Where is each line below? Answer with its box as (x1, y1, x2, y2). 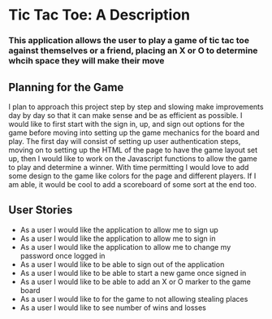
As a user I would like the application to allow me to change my (19, 242, 231, 251)
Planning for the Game (8, 80, 124, 94)
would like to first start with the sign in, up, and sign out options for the (8, 119, 245, 129)
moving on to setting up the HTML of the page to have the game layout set (8, 145, 258, 155)
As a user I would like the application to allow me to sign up (19, 225, 219, 234)
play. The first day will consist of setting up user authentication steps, (8, 136, 241, 146)
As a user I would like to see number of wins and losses (19, 303, 207, 312)
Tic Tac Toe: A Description (8, 6, 191, 24)
